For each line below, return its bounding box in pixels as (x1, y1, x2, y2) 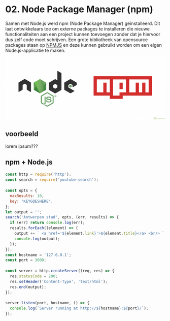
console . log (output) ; (14, 236, 60, 241)
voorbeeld (5, 130, 39, 138)
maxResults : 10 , (10, 193, 44, 199)
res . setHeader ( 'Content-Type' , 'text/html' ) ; (10, 279, 108, 284)
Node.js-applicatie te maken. (5, 47, 66, 53)
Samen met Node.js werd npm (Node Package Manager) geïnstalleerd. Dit (5, 20, 160, 26)
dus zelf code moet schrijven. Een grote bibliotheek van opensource (5, 37, 148, 43)
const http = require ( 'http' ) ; (5, 172, 72, 177)
